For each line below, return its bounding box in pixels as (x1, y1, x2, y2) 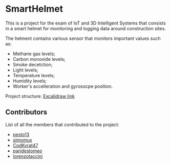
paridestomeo (12, 148, 42, 154)
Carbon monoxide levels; (12, 56, 66, 62)
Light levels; (12, 67, 38, 73)
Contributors (5, 108, 48, 116)
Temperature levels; (12, 72, 55, 78)
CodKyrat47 (12, 142, 38, 148)
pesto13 (12, 131, 30, 137)
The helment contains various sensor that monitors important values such (5, 35, 161, 41)
